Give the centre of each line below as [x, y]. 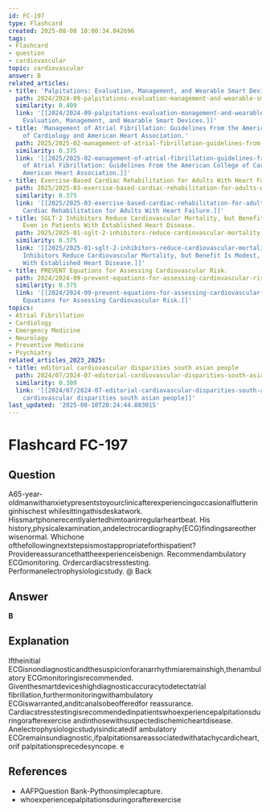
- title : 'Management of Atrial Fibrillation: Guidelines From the [124, 128]
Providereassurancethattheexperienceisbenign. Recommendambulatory [127, 554]
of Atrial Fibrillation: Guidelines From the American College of [136, 166]
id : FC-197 [27, 16]
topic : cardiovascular [46, 68]
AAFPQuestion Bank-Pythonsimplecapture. [91, 791]
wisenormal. [29, 537]
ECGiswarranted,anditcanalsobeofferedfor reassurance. [101, 703]
